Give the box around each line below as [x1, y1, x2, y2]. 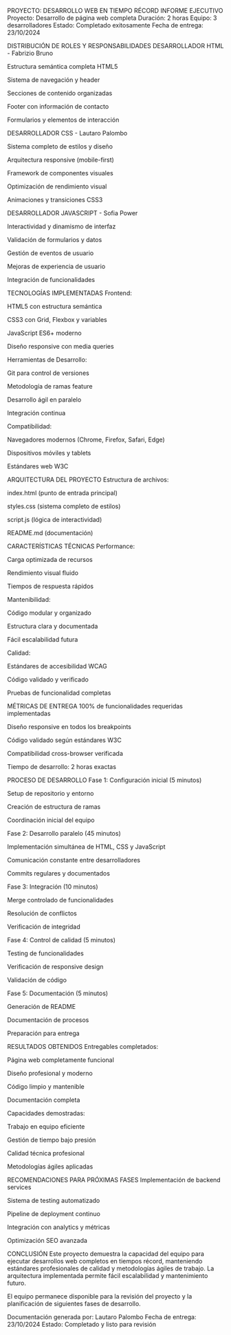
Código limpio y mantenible [7, 1083, 85, 1090]
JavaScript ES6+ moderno [7, 329, 82, 337]
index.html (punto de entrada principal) [7, 489, 118, 497]
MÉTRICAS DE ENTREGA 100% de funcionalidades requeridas [7, 702, 184, 710]
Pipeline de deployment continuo [7, 1210, 101, 1217]
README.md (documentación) [7, 529, 93, 536]
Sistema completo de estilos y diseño [7, 142, 113, 151]
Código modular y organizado [7, 609, 91, 617]
